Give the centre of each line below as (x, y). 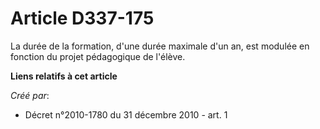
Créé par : (30, 95)
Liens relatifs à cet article (64, 76)
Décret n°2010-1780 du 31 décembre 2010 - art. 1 (126, 114)
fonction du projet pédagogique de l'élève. (98, 56)
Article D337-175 (82, 18)
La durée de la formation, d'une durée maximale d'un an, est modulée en (160, 46)
